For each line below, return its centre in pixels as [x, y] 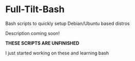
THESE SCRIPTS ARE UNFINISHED [42, 43]
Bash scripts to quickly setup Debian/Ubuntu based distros [67, 23]
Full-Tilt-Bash [35, 9]
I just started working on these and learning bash [57, 53]
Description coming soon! [33, 33]
